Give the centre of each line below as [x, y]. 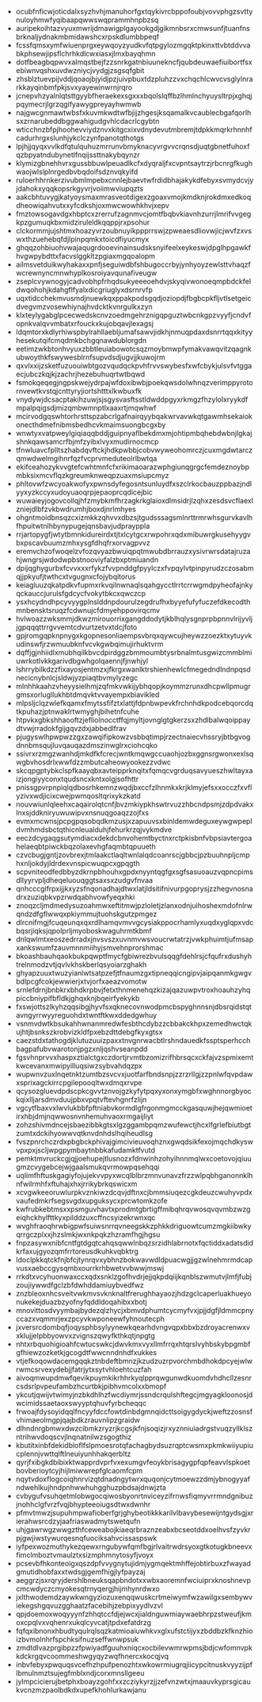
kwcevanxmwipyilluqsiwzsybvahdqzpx [79, 1066]
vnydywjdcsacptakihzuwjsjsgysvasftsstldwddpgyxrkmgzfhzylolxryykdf [132, 399]
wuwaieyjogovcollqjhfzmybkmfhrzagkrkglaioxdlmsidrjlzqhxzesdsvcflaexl [134, 501]
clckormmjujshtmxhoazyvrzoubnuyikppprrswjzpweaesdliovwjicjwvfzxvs [133, 231]
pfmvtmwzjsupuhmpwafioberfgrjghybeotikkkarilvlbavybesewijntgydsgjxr [135, 1513]
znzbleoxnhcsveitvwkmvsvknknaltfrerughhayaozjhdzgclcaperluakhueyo [133, 1294]
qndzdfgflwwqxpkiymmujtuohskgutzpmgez [86, 914]
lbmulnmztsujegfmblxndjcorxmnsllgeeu [80, 1673]
